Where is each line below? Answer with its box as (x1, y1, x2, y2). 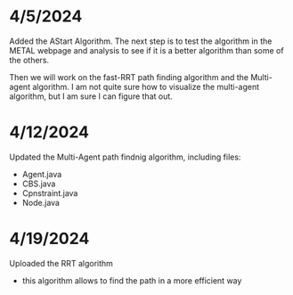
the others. (9, 54, 50, 65)
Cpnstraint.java (21, 187, 78, 198)
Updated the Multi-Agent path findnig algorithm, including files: (9, 152, 241, 162)
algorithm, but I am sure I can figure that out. (9, 91, 174, 102)
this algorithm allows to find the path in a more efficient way (21, 275, 242, 286)
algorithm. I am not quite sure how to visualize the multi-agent (32, 81, 260, 92)
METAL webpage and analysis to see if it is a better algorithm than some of (9, 45, 284, 55)
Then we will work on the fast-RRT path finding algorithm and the (9, 71, 249, 82)
